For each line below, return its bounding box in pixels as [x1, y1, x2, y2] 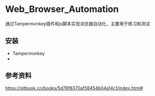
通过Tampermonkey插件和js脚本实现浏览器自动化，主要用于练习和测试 [5, 20, 150, 26]
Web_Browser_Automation [5, 3, 119, 15]
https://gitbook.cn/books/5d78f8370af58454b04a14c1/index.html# [5, 85, 143, 91]
